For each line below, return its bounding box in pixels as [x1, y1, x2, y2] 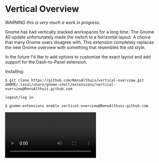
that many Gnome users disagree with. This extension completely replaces [5, 39, 154, 45]
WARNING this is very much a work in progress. [5, 19, 101, 25]
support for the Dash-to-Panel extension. [5, 59, 87, 65]
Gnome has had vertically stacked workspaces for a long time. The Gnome [5, 29, 154, 35]
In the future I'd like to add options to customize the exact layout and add [5, 54, 151, 59]
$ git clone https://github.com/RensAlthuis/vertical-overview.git [5, 78, 144, 83]
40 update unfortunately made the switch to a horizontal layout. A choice [5, 34, 151, 40]
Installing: [5, 68, 24, 74]
